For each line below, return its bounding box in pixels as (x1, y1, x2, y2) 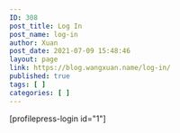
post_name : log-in (9, 30, 78, 39)
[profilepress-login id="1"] (9, 113, 106, 124)
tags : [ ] (9, 80, 47, 89)
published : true (9, 72, 70, 81)
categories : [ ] (9, 88, 70, 97)
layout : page (9, 55, 58, 64)
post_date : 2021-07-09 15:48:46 (9, 47, 130, 56)
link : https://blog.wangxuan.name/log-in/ (9, 64, 171, 73)
